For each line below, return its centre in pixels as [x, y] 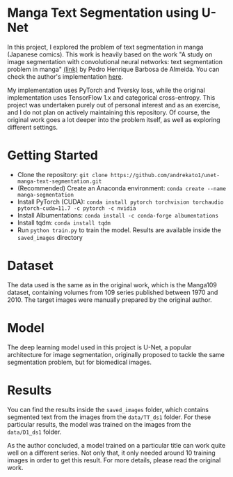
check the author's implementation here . [65, 76]
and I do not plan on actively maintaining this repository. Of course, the [109, 112]
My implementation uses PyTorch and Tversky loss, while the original [106, 90]
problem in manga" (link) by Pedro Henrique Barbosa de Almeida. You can [113, 69]
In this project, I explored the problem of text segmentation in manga [105, 47]
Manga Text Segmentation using [103, 13]
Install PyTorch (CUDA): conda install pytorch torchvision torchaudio [120, 202]
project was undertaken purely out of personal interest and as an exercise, [114, 105]
